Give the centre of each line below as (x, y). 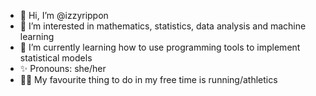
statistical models (56, 58)
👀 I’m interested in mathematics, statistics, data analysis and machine (163, 26)
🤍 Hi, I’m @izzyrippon (64, 15)
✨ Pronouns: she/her (63, 68)
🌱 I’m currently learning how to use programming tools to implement (160, 47)
